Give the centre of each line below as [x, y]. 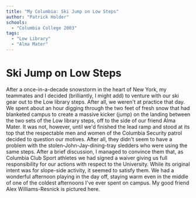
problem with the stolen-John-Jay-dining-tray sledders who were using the [97, 145]
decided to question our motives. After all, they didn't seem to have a [89, 139]
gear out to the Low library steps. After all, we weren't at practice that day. [96, 102]
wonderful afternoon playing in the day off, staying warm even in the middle [97, 176]
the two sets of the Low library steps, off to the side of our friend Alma [91, 120]
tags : [13, 33]
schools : [17, 22]
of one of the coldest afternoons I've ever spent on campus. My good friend [98, 183]
